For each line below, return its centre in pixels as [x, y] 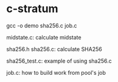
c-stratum [33, 9]
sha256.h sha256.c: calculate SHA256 [54, 49]
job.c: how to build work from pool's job [56, 72]
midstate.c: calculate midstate [44, 37]
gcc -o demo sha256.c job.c [42, 26]
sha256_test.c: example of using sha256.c [59, 61]
